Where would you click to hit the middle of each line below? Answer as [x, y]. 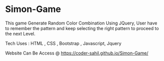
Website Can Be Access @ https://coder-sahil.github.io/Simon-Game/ [77, 53]
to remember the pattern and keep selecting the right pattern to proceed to [82, 28]
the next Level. [20, 33]
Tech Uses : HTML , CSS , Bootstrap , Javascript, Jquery [63, 43]
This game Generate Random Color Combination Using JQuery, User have [81, 23]
